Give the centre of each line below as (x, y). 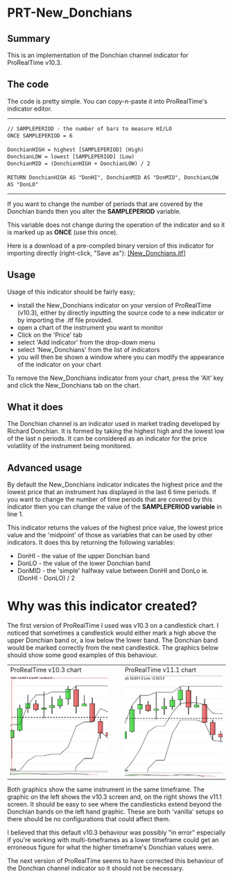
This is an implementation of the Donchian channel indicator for (98, 55)
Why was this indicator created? (102, 606)
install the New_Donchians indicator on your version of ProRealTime (114, 305)
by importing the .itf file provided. (65, 320)
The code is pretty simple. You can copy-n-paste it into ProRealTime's (107, 101)
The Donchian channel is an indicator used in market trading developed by (114, 424)
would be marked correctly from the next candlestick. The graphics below (113, 648)
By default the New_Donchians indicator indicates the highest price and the (115, 484)
